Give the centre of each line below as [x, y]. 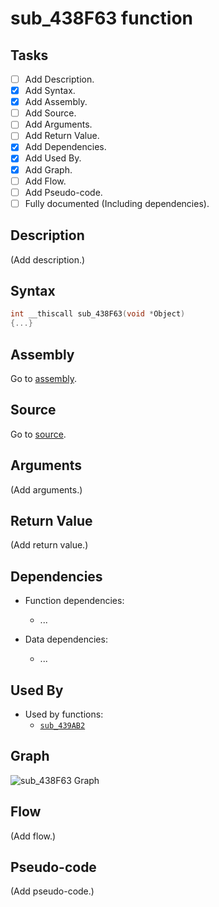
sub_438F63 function [101, 18]
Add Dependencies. [65, 147]
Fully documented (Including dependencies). [117, 203]
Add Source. [50, 113]
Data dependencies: [66, 639]
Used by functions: [64, 714]
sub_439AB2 [62, 726]
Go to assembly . [43, 378]
